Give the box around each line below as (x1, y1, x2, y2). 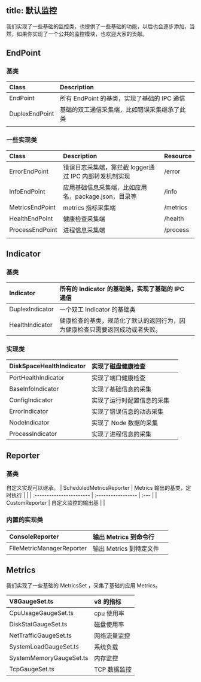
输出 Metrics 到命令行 (92, 532, 154, 541)
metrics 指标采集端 (63, 203, 116, 211)
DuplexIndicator (9, 305, 54, 313)
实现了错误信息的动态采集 (92, 407, 164, 416)
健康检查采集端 (63, 214, 106, 223)
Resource (164, 151, 192, 160)
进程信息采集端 (63, 226, 106, 234)
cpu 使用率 (93, 609, 124, 617)
